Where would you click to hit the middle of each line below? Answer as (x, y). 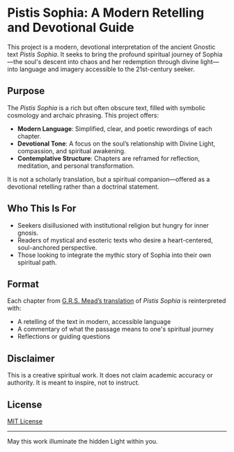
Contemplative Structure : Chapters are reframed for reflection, (109, 158)
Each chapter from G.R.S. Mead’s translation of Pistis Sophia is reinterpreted (117, 301)
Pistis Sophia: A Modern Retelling (106, 13)
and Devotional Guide (71, 28)
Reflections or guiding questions (64, 336)
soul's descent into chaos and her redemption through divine (111, 61)
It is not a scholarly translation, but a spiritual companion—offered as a (109, 179)
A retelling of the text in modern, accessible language (94, 322)
